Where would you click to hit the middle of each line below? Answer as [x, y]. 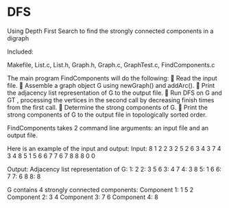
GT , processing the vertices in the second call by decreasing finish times [111, 100]
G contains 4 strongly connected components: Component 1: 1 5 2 [100, 189]
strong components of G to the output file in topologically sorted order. [107, 115]
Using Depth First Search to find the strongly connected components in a [110, 31]
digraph [18, 38]
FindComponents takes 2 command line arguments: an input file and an [108, 128]
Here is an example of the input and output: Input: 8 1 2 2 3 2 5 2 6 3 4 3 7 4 [114, 148]
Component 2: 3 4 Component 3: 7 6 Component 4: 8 [83, 197]
